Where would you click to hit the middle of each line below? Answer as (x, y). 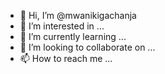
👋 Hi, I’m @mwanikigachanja (78, 15)
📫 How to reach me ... (66, 58)
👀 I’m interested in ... (62, 26)
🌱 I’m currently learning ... (73, 36)
